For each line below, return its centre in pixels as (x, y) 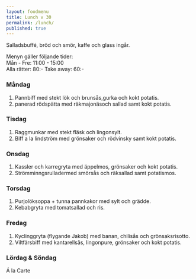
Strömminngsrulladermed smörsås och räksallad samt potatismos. (95, 173)
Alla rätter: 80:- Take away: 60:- (45, 69)
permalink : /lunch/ (30, 23)
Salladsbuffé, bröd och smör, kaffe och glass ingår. (68, 45)
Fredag (17, 223)
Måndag (18, 85)
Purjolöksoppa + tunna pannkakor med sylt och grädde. (83, 201)
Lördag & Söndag (31, 258)
